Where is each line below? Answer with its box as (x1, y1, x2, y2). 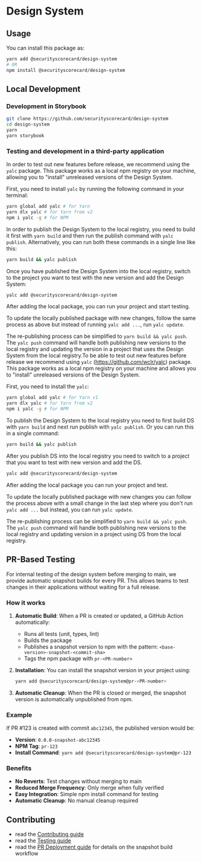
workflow (14, 850, 39, 857)
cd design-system (6, 122, 50, 128)
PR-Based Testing (6, 554, 75, 565)
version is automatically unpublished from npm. (14, 695, 133, 702)
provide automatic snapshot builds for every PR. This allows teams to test (6, 577, 189, 584)
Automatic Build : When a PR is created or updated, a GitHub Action (14, 612, 184, 619)
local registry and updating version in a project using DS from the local (6, 530, 181, 537)
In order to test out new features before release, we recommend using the (6, 161, 190, 168)
